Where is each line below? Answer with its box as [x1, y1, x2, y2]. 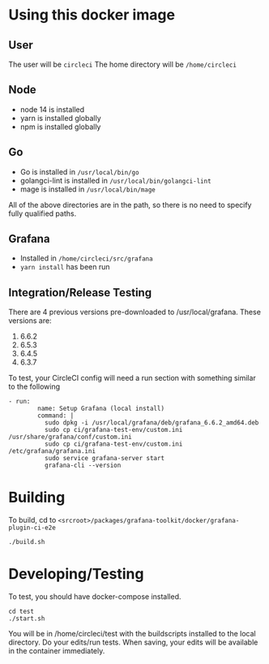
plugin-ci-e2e [8, 524, 57, 532]
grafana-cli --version [44, 461, 122, 470]
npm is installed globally [19, 122, 101, 132]
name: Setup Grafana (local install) [37, 404, 164, 413]
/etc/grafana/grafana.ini [8, 447, 96, 455]
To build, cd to [8, 515, 57, 525]
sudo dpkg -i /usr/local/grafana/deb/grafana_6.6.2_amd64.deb [44, 419, 259, 427]
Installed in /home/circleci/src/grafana [19, 253, 153, 263]
